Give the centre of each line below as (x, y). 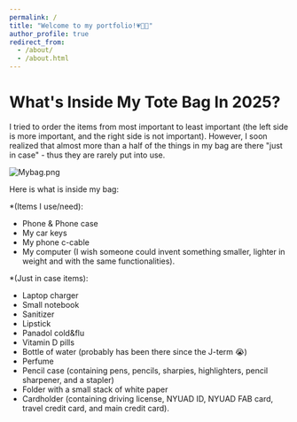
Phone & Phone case (60, 223)
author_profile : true (49, 34)
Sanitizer (38, 314)
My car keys (45, 233)
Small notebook (51, 304)
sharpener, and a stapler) (68, 380)
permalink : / (33, 17)
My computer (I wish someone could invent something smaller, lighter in (153, 251)
